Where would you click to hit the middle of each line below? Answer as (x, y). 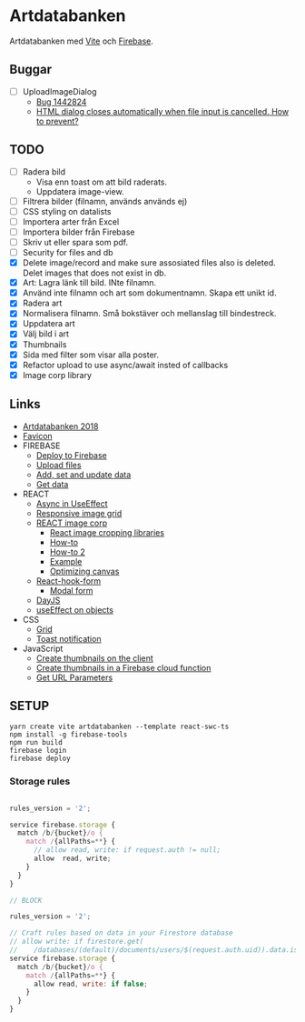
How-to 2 (68, 552)
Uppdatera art (49, 324)
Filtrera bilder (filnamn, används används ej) (105, 201)
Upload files (59, 465)
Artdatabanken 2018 (60, 426)
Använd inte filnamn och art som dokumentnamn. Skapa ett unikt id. (149, 293)
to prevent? (57, 121)
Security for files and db (68, 252)
